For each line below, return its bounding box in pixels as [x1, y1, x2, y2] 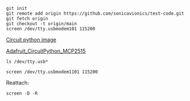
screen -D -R [6, 90, 38, 96]
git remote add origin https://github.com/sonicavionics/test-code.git [6, 11, 184, 16]
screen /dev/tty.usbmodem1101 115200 [6, 69, 98, 75]
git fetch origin [6, 16, 49, 22]
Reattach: [6, 79, 29, 86]
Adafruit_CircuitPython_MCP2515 [6, 47, 86, 54]
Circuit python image [6, 36, 57, 43]
